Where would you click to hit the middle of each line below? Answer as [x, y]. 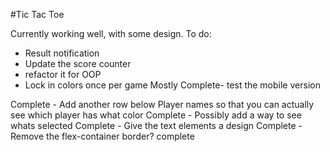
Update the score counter [78, 63]
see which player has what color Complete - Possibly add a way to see [156, 115]
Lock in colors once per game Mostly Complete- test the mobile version [172, 85]
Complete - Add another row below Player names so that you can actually [162, 104]
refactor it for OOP [63, 74]
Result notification [62, 53]
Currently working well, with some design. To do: [111, 33]
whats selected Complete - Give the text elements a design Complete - [156, 125]
